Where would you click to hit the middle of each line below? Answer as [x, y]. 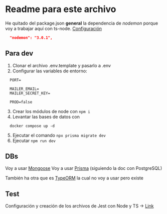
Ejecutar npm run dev [34, 140]
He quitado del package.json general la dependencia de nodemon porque [82, 23]
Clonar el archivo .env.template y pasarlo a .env [62, 65]
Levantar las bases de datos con [46, 117]
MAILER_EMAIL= [24, 89]
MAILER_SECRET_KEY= [30, 93]
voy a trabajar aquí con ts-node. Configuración [53, 28]
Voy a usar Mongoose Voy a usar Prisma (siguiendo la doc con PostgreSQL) [83, 168]
